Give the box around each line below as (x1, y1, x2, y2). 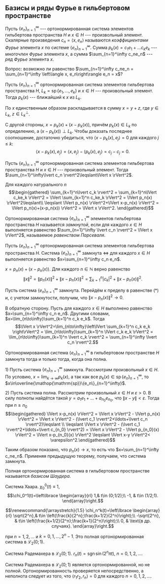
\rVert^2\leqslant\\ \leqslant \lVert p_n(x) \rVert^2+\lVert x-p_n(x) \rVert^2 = (6, 199, 159, 205)
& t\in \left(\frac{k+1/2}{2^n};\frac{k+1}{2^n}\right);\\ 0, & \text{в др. (14, 518, 151, 524)
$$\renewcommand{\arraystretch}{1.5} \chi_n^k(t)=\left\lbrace (5, 507, 132, 513)
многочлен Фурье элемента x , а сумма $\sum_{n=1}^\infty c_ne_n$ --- (5, 51, 153, 57)
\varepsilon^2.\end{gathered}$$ (50, 437, 116, 443)
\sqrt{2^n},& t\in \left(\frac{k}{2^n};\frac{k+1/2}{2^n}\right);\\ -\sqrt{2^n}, (13, 512, 160, 518)
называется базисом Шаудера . (5, 473, 71, 479)
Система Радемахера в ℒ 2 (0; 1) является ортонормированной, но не (5, 561, 150, 569)
